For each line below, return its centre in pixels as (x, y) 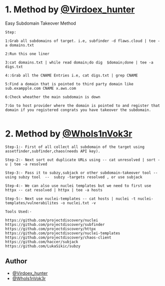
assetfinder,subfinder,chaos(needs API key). (53, 151)
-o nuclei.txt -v (78, 203)
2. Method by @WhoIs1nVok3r (69, 134)
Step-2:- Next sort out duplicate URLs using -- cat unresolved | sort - (83, 160)
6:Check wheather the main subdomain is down (53, 97)
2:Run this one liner (27, 54)
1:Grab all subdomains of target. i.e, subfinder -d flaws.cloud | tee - (83, 41)
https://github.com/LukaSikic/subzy (43, 246)
